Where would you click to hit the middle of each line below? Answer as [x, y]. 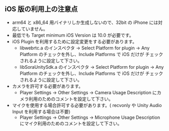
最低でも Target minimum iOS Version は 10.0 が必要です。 [73, 35]
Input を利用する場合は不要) [41, 112]
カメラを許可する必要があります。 [47, 86]
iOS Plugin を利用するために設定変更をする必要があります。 [75, 41]
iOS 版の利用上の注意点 [41, 9]
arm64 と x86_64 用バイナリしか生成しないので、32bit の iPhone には [85, 22]
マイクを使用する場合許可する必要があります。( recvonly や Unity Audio [87, 105]
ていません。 [34, 29]
